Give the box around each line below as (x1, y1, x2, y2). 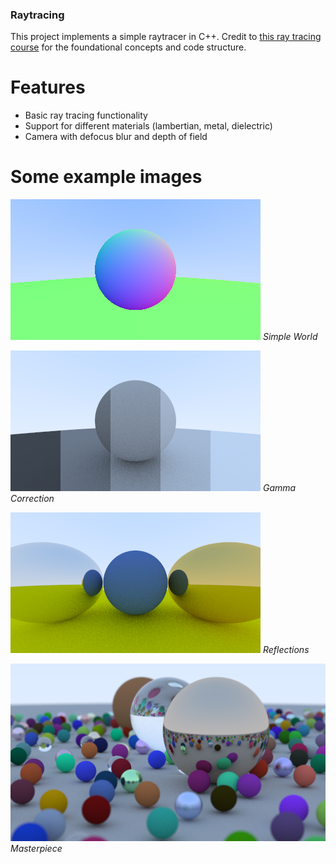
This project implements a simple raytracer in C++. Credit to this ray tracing (10, 31, 322, 43)
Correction (10, 493, 55, 505)
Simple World (262, 331, 318, 343)
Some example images (10, 166, 203, 188)
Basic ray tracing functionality (24, 109, 148, 122)
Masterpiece (10, 842, 63, 854)
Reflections (262, 644, 310, 656)
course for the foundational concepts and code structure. (10, 41, 247, 53)
